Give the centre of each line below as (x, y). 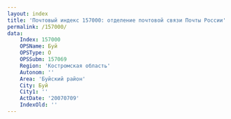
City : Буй (34, 85)
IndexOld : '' (39, 105)
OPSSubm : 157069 (44, 59)
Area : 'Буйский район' (53, 79)
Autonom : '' (37, 72)
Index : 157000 (40, 40)
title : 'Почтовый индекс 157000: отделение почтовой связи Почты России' (117, 20)
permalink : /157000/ (37, 27)
